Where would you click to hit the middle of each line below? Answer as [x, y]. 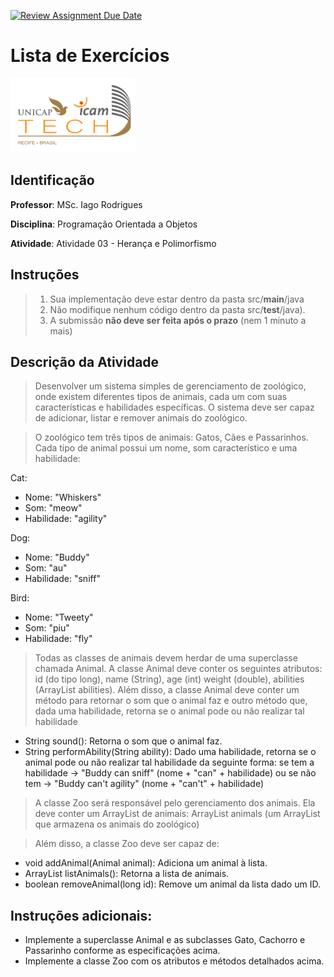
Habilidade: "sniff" [62, 579]
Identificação [52, 180]
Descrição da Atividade [85, 362]
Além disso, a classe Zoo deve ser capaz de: [127, 844]
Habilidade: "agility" [66, 519]
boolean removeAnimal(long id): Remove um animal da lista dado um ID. [172, 884]
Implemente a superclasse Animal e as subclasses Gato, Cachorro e [165, 940]
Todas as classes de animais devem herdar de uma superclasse [166, 658]
